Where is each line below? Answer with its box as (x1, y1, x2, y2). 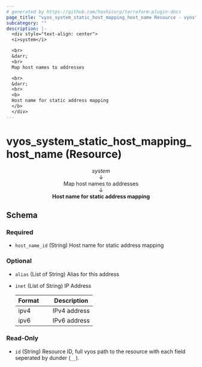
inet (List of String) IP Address (14, 282, 91, 289)
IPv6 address (52, 316, 90, 324)
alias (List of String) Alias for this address (14, 270, 120, 278)
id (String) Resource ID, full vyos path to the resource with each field (14, 348, 186, 355)
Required (6, 228, 34, 236)
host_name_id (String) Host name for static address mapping (14, 241, 164, 249)
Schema (6, 210, 38, 220)
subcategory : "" (6, 20, 47, 26)
